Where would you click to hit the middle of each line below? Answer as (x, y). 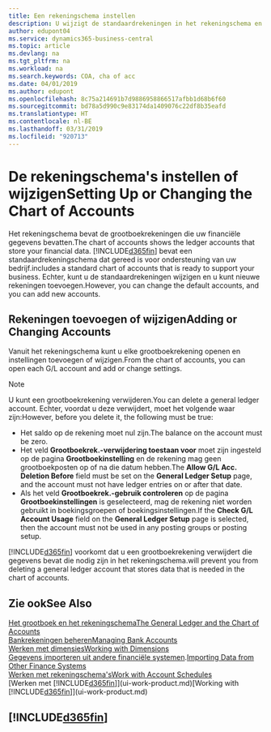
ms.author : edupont (41, 91)
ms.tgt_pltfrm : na (39, 62)
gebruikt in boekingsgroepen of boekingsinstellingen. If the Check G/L (136, 511)
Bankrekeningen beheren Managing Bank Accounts (93, 640)
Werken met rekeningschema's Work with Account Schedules (110, 674)
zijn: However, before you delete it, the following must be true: (111, 417)
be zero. (34, 442)
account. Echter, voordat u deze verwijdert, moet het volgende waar (122, 409)
